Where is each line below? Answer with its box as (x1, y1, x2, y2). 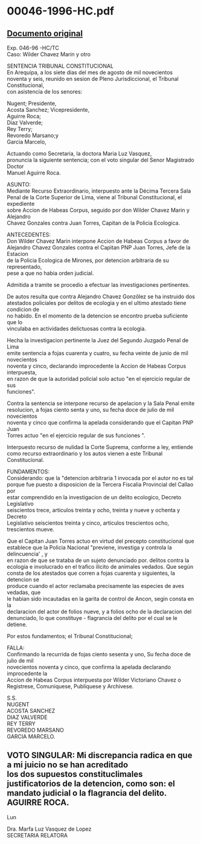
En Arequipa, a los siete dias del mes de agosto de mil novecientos (7, 69, 173, 76)
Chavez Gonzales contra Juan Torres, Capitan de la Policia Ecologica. (7, 219, 180, 226)
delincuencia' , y (7, 551, 48, 557)
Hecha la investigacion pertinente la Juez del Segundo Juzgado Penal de (7, 337, 189, 344)
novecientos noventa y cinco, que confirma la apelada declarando (7, 663, 171, 671)
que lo (7, 319, 23, 325)
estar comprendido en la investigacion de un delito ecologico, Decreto (7, 494, 182, 500)
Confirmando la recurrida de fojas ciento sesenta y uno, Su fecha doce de (7, 651, 191, 657)
